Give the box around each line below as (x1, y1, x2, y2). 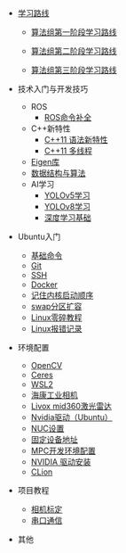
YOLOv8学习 (43, 202, 91, 211)
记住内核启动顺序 (30, 290, 94, 301)
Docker (30, 279, 58, 290)
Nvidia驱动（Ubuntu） (30, 412, 113, 422)
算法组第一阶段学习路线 (30, 27, 117, 37)
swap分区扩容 (30, 301, 83, 311)
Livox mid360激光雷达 (30, 400, 113, 411)
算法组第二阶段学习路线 (30, 45, 117, 56)
